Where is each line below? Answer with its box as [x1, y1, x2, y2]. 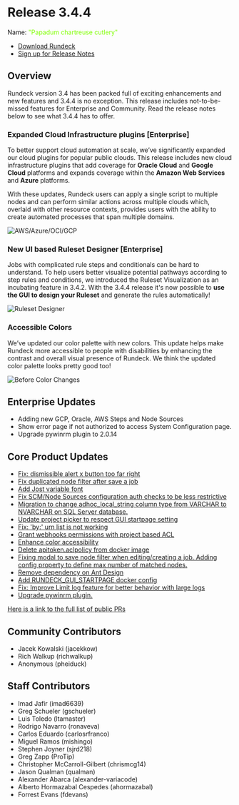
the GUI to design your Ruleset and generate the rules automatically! [7, 290, 210, 300]
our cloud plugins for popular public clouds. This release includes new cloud [7, 153, 232, 162]
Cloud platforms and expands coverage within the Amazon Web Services [7, 168, 225, 177]
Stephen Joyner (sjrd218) [17, 744, 93, 753]
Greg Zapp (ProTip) [17, 752, 75, 761]
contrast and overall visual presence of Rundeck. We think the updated [7, 354, 216, 363]
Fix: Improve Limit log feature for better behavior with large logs [17, 583, 205, 592]
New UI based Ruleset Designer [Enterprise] [7, 244, 163, 254]
